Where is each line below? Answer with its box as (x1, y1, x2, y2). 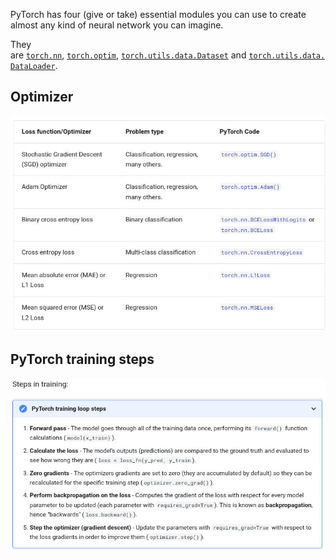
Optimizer (10, 89, 74, 106)
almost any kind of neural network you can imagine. (10, 19, 224, 31)
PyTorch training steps (10, 351, 155, 368)
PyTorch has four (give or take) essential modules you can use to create (10, 9, 307, 20)
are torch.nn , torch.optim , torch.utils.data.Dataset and (10, 49, 247, 61)
